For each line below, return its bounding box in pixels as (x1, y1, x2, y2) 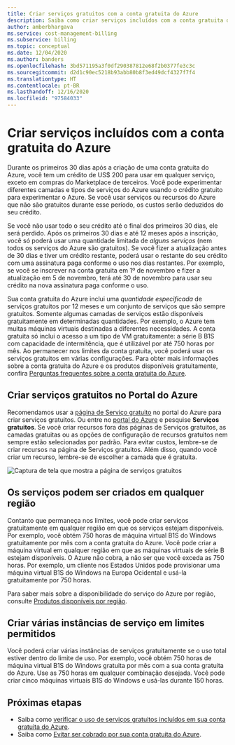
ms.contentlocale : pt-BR (7, 82, 80, 89)
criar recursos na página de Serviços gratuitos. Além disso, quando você (7, 445, 218, 453)
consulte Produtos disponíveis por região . (7, 596, 127, 605)
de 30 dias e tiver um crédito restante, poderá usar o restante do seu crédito (7, 251, 228, 259)
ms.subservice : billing (7, 36, 77, 43)
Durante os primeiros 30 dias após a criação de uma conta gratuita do (7, 163, 210, 172)
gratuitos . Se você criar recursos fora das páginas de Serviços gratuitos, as (7, 423, 227, 431)
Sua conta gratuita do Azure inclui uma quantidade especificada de (7, 294, 203, 303)
